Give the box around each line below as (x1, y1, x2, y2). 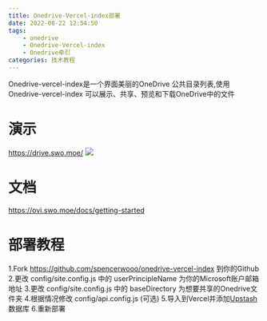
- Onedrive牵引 (22, 49, 71, 57)
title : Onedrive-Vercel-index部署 (8, 11, 122, 20)
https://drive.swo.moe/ (8, 148, 84, 157)
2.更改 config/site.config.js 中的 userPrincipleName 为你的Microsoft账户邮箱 (8, 273, 260, 283)
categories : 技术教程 (8, 57, 76, 65)
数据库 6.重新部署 (8, 303, 66, 313)
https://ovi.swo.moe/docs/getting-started (8, 205, 145, 215)
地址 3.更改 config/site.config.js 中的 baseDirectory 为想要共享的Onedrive (8, 283, 251, 293)
